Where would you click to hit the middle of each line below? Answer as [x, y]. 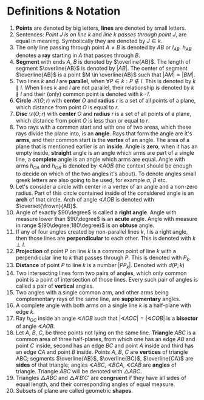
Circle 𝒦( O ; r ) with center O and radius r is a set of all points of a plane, [106, 100]
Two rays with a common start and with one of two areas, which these [104, 127]
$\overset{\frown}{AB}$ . [46, 206]
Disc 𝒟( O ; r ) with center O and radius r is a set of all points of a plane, [104, 114]
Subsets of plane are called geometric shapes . [74, 390]
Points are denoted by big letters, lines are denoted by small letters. [101, 28]
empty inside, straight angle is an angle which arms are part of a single [105, 152]
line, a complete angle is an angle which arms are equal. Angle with [100, 159]
